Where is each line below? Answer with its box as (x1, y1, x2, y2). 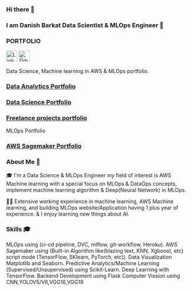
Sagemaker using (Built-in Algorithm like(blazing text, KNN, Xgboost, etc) (6, 247, 184, 254)
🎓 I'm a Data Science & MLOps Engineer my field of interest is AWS (6, 171, 171, 178)
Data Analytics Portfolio (6, 82, 76, 91)
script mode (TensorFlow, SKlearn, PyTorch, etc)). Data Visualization (6, 253, 172, 260)
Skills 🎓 (6, 225, 31, 233)
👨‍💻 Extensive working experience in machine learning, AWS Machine (6, 197, 174, 205)
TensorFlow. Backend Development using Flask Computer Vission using (6, 272, 181, 279)
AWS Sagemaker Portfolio (6, 142, 82, 150)
